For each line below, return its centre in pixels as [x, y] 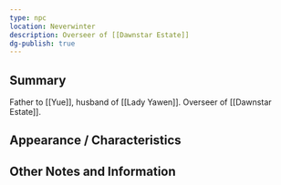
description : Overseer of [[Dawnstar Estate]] [99, 35]
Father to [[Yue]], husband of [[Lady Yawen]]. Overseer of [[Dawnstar [140, 102]
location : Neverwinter [52, 26]
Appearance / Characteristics [95, 141]
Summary [38, 80]
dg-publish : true [42, 43]
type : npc [28, 18]
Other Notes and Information [93, 171]
